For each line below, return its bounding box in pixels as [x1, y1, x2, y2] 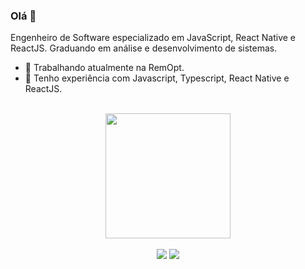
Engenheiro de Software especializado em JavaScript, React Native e [10, 32, 297, 44]
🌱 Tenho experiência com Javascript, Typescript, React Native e [24, 72, 290, 84]
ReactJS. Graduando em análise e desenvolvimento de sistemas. [10, 42, 278, 54]
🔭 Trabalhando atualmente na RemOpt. [24, 62, 185, 74]
